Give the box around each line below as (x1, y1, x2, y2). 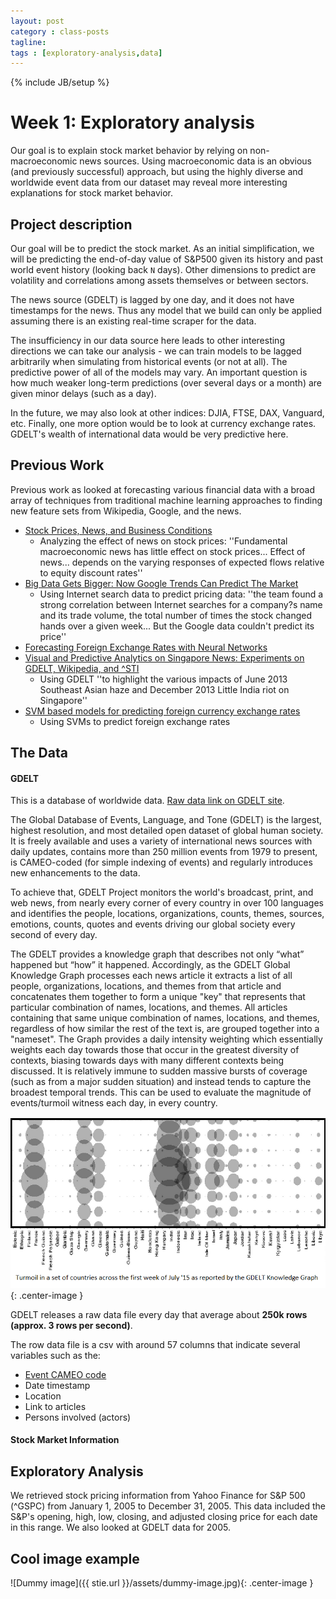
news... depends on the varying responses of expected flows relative (39, 556, 325, 568)
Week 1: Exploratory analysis (10, 111, 255, 134)
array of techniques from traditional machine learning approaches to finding (10, 494, 323, 506)
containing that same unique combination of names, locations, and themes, (10, 1012, 320, 1024)
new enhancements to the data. (10, 867, 141, 879)
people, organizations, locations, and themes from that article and (10, 980, 282, 992)
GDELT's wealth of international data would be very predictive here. (10, 428, 289, 440)
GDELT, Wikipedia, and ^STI (24, 662, 140, 674)
